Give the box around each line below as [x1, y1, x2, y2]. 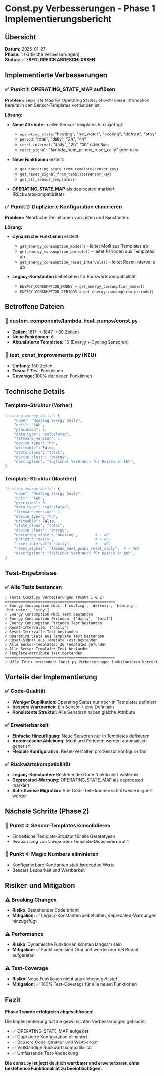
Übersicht [5, 33, 36, 41]
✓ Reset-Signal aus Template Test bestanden [5, 638, 98, 643]
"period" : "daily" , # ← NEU [14, 537, 111, 542]
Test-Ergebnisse [5, 569, 57, 577]
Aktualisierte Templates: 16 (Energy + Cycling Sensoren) [12, 339, 129, 345]
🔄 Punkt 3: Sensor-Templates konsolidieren [5, 822, 110, 829]
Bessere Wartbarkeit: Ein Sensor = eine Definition [12, 704, 114, 710]
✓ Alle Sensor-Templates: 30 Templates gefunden [5, 642, 107, 647]
